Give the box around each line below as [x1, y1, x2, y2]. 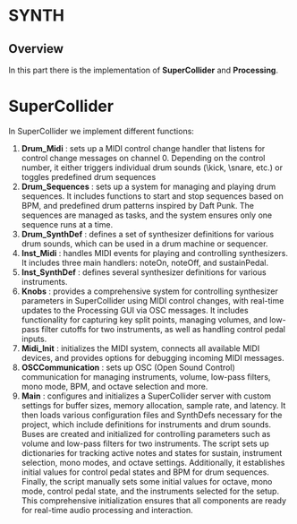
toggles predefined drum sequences [21, 171, 157, 182]
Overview [8, 41, 64, 56]
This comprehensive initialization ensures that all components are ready [21, 494, 287, 506]
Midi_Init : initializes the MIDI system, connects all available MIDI [21, 342, 260, 354]
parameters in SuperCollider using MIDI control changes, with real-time [21, 295, 284, 305]
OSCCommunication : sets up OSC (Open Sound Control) [21, 362, 236, 373]
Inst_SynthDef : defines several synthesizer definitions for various [21, 266, 267, 278]
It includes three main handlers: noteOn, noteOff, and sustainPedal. [21, 257, 269, 268]
